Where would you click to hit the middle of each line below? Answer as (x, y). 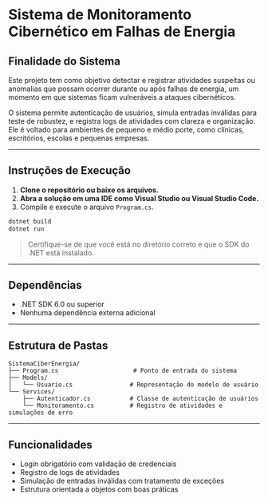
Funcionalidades (51, 445)
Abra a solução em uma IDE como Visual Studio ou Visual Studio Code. (139, 198)
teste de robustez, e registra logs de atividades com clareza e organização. (132, 121)
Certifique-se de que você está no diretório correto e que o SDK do (138, 244)
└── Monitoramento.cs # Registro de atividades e (123, 406)
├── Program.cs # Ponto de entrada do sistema (123, 371)
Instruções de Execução (70, 170)
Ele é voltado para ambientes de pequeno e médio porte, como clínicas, (126, 130)
